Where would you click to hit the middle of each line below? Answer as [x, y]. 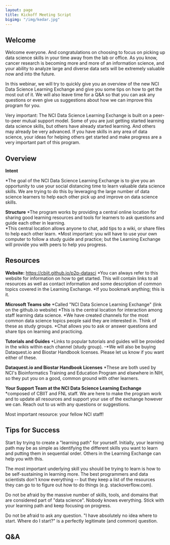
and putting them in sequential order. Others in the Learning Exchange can [83, 453]
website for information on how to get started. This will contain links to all [82, 278]
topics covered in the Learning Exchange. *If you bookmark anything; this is [85, 289]
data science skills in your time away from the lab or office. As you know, [81, 58]
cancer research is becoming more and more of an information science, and [85, 63]
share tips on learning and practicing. [44, 331]
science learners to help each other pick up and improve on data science [82, 197]
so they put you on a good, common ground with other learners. [72, 378]
